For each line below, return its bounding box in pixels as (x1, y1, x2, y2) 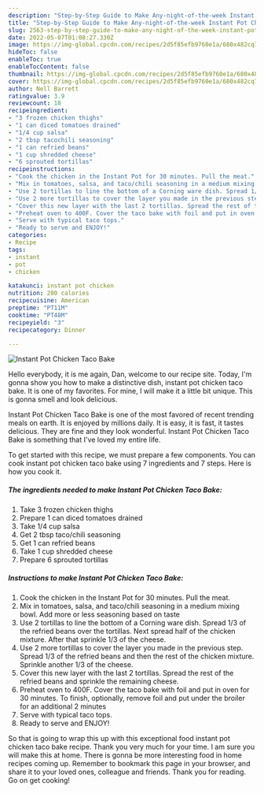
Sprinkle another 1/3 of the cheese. (19, 660, 134, 669)
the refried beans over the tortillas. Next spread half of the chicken (19, 627, 236, 636)
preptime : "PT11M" (8, 304, 68, 312)
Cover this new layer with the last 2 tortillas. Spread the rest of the (19, 669, 234, 678)
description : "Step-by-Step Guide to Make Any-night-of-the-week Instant (8, 11, 255, 20)
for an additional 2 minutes (19, 702, 107, 711)
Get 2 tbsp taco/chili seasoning (19, 530, 121, 539)
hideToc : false (8, 48, 58, 56)
